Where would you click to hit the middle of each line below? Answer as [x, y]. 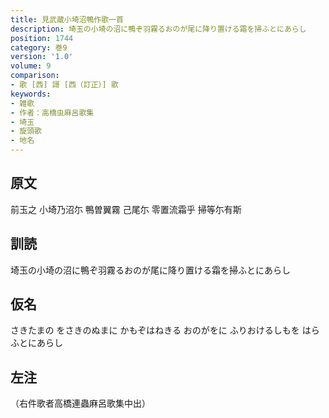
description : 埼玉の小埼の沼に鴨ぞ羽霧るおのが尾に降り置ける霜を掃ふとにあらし [158, 29]
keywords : [31, 94]
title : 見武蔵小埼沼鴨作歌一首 [67, 19]
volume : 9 [31, 66]
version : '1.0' [42, 57]
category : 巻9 [39, 47]
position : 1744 [42, 38]
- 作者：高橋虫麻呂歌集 [52, 112]
